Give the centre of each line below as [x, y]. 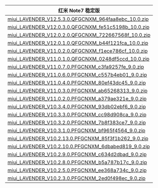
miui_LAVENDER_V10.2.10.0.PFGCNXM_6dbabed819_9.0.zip [79, 146]
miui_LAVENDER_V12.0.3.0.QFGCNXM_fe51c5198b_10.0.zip [79, 27]
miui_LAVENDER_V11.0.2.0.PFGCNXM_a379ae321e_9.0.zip [77, 99]
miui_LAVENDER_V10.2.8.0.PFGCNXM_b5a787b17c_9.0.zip [78, 162]
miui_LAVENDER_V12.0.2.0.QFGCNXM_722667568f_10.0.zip [79, 35]
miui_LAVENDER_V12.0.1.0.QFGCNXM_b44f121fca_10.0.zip [78, 43]
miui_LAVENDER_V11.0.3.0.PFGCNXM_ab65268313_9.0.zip [78, 91]
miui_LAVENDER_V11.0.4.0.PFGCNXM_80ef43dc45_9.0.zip [77, 83]
